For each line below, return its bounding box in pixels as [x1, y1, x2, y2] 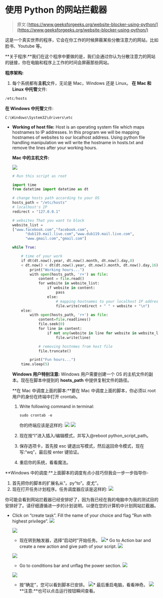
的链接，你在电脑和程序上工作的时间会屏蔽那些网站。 [5, 59, 112, 65]
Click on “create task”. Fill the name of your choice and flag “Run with [12, 512, 152, 519]
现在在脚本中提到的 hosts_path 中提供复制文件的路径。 [20, 377, 132, 383]
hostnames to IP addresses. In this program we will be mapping [12, 129, 140, 135]
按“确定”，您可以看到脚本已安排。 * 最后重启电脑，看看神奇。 [19, 582, 148, 588]
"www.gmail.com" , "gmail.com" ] [25, 236, 87, 241]
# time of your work [21, 254, 63, 259]
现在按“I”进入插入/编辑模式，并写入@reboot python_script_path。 [19, 433, 151, 439]
